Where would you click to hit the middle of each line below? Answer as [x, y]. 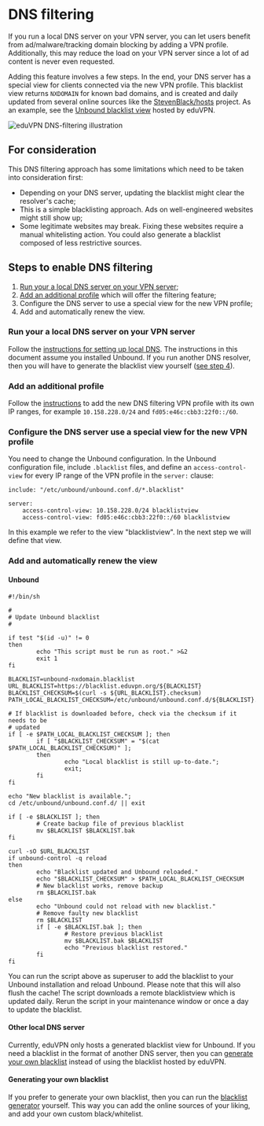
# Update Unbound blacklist [54, 617]
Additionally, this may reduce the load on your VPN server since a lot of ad [128, 53]
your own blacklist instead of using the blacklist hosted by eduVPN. [117, 1061]
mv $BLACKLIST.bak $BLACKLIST [114, 941]
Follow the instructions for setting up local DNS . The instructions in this [123, 349]
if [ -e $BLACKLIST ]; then [54, 817]
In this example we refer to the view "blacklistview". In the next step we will [130, 532]
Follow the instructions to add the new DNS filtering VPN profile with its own [131, 404]
